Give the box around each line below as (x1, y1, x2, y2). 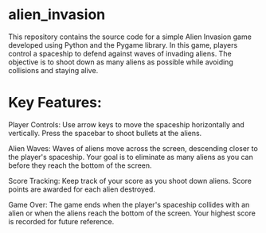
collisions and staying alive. (8, 65, 99, 75)
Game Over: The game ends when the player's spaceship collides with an (8, 200, 250, 209)
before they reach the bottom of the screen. (8, 161, 153, 170)
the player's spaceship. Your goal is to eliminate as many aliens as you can (8, 152, 253, 161)
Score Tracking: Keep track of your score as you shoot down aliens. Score (8, 176, 252, 185)
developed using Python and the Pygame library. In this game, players (8, 40, 238, 49)
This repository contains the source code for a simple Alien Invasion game (8, 32, 252, 41)
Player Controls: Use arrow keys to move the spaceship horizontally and (8, 119, 244, 129)
